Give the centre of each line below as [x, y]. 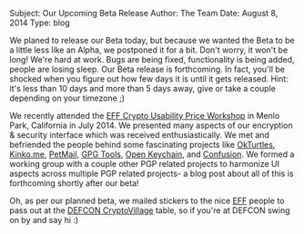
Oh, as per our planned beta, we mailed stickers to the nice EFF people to [147, 200]
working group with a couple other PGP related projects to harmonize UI [145, 164]
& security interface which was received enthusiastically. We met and [140, 135]
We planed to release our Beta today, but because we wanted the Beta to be [152, 40]
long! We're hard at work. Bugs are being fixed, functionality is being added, [152, 59]
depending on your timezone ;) [67, 98]
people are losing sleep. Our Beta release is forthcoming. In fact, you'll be [147, 69]
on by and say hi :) [44, 220]
